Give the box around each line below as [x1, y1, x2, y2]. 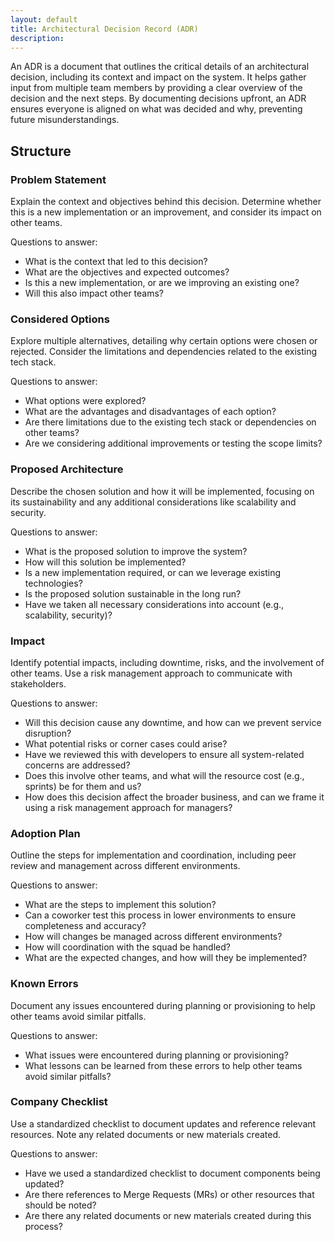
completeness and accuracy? [24, 920, 147, 932]
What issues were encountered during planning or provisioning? [24, 1049, 289, 1061]
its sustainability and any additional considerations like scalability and [10, 496, 297, 508]
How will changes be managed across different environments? [24, 931, 283, 943]
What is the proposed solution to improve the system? [24, 545, 248, 557]
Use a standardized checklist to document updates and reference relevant [10, 1117, 317, 1130]
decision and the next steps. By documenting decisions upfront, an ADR [10, 92, 307, 105]
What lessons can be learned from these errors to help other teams [24, 1059, 303, 1071]
